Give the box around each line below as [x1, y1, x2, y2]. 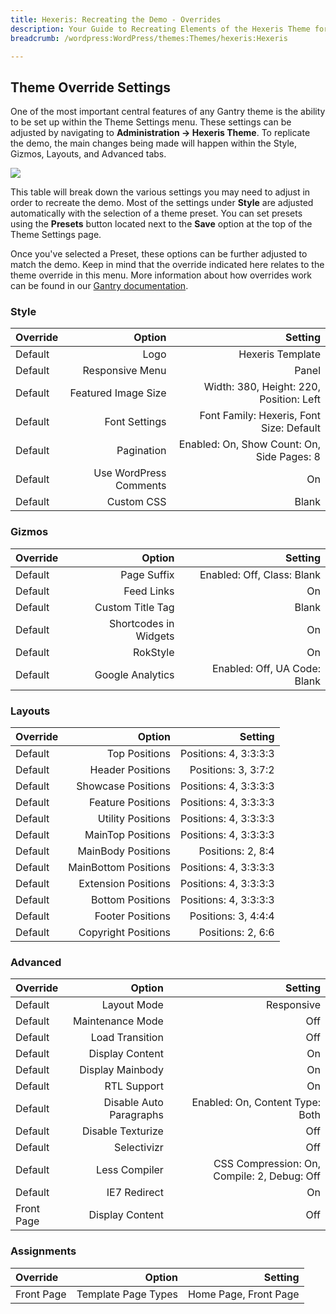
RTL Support [104, 1079, 164, 1093]
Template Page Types [76, 1287, 178, 1301]
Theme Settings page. [10, 229, 102, 241]
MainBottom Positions [68, 861, 172, 875]
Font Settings [104, 415, 167, 429]
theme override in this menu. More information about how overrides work [10, 269, 312, 281]
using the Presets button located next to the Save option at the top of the [10, 218, 313, 230]
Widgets [135, 629, 175, 643]
